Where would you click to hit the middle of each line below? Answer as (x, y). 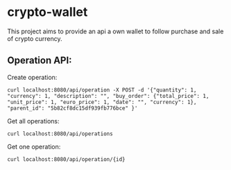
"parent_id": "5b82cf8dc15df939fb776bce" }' (72, 108)
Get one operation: (34, 146)
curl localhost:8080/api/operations (60, 134)
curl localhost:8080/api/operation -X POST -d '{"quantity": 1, (102, 90)
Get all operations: (34, 121)
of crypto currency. (35, 38)
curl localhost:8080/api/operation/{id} (67, 159)
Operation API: (40, 61)
